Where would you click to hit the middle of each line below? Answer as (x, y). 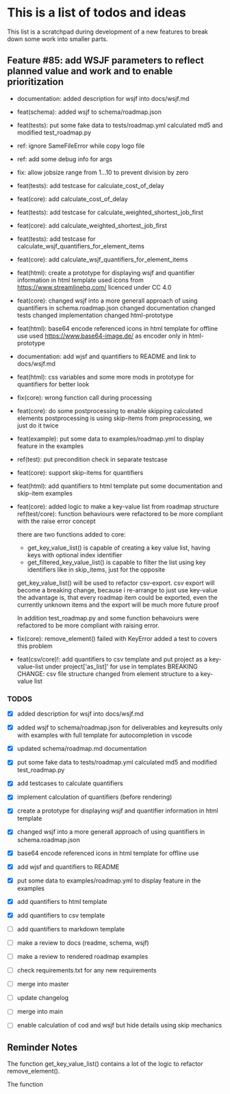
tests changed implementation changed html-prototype (95, 315)
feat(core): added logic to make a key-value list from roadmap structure (118, 507)
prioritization (35, 82)
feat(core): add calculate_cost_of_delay (72, 199)
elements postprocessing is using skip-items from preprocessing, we (114, 418)
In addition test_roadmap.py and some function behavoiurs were (108, 618)
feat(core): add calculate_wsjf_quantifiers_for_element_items (102, 259)
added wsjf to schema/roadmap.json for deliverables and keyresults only (119, 728)
